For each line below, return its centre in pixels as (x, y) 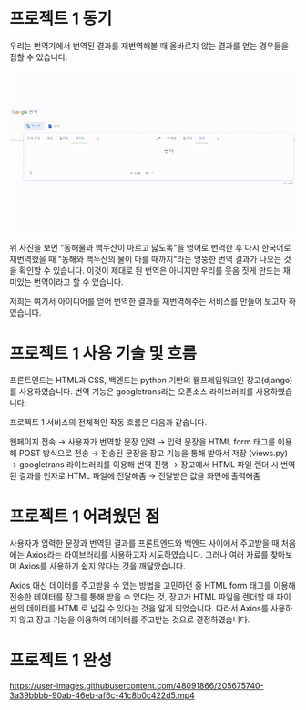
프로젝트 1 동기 (61, 19)
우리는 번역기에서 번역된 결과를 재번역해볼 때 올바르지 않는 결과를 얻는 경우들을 (149, 46)
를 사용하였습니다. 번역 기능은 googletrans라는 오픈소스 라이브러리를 (132, 392)
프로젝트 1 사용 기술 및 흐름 (103, 353)
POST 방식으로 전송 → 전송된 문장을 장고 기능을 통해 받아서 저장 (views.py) (153, 454)
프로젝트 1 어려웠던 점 (85, 516)
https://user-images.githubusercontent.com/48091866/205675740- (137, 686)
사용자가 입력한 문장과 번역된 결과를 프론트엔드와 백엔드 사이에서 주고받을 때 (144, 543)
